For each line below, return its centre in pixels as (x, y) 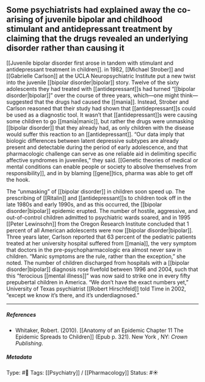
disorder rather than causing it (66, 48)
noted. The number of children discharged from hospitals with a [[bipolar (98, 262)
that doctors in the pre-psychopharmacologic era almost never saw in (94, 250)
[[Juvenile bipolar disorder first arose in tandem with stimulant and (90, 63)
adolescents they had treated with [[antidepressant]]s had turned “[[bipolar (101, 88)
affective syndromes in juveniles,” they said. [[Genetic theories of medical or (102, 160)
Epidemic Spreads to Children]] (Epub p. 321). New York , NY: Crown (101, 337)
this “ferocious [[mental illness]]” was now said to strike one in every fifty (98, 276)
